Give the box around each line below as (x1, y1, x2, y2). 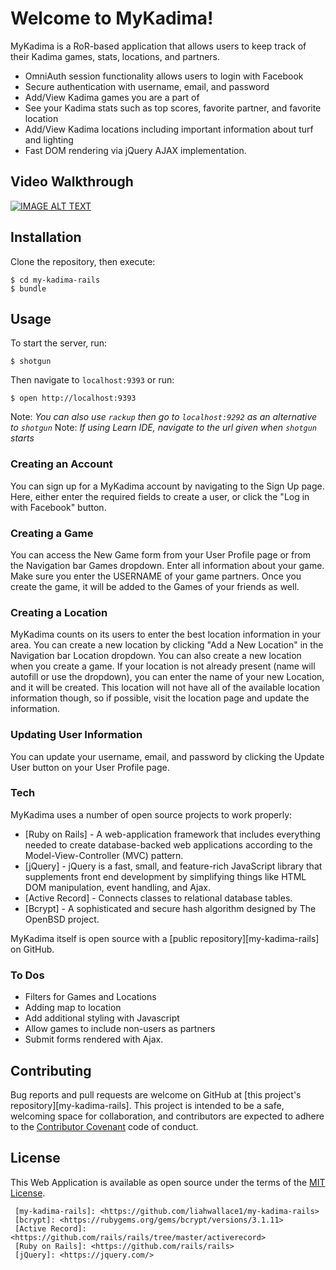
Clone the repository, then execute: (10, 255, 156, 267)
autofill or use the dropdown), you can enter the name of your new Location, (10, 671, 325, 683)
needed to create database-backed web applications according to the (24, 838, 313, 851)
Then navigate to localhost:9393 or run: (10, 374, 175, 386)
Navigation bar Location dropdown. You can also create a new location (10, 650, 302, 662)
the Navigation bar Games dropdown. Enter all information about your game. (10, 559, 325, 571)
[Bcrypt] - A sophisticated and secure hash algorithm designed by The (24, 902, 317, 914)
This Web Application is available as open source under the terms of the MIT (10, 1176, 326, 1188)
